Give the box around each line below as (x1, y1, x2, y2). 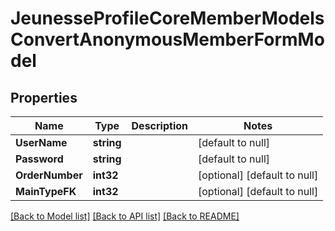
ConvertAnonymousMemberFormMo (10, 28, 325, 51)
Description (131, 119, 188, 132)
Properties (10, 89, 78, 106)
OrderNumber (15, 168, 83, 182)
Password (15, 152, 64, 166)
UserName (15, 136, 68, 149)
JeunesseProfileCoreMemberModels (10, 7, 325, 30)
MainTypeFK (15, 185, 77, 198)
